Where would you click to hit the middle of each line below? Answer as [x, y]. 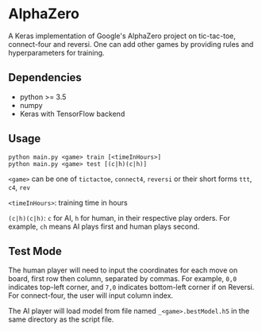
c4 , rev [19, 187]
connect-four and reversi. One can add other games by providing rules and [131, 44]
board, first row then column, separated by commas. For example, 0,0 [122, 279]
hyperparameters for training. [56, 52]
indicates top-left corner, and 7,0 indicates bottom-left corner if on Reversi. [131, 288]
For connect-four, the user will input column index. [91, 295]
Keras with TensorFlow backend [72, 114]
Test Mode [35, 251]
